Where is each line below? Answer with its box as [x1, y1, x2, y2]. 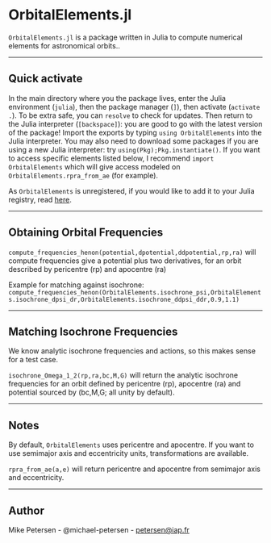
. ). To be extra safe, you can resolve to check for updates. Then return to [8, 111, 252, 120]
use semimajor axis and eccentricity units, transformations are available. [8, 449, 248, 458]
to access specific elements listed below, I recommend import [8, 153, 215, 163]
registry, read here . [8, 194, 73, 204]
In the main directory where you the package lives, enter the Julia [8, 93, 226, 102]
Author [8, 503, 44, 517]
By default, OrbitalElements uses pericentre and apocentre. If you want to [8, 440, 254, 449]
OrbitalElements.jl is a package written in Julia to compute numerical [8, 32, 244, 42]
